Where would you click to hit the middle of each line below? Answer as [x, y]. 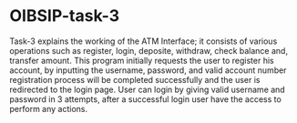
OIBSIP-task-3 [65, 16]
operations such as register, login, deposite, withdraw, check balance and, [149, 50]
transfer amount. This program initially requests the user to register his [142, 60]
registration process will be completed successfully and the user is [135, 79]
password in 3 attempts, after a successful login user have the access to [146, 99]
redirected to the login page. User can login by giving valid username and [147, 89]
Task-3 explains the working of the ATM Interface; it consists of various [143, 41]
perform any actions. [49, 108]
